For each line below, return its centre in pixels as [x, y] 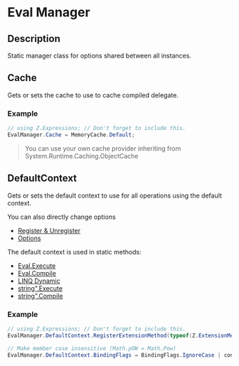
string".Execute [40, 288]
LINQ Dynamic [39, 281]
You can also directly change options [62, 217]
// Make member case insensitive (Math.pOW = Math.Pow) [92, 348]
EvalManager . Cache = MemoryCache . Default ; [71, 135]
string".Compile [40, 296]
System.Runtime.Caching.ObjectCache [81, 156]
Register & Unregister [49, 230]
